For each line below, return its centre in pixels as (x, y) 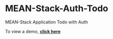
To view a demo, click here (33, 31)
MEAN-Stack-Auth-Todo (57, 9)
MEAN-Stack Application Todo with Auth (47, 22)
